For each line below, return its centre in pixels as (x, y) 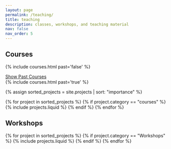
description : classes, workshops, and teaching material (67, 24)
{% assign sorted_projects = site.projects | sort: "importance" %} (74, 92)
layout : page (19, 10)
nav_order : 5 (19, 34)
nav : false (17, 29)
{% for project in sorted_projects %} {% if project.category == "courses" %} (86, 102)
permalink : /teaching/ (29, 15)
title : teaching (22, 19)
